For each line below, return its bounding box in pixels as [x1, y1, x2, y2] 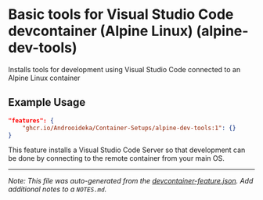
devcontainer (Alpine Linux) [8, 22, 193, 40]
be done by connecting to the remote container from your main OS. [8, 154, 225, 163]
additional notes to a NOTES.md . [8, 184, 107, 194]
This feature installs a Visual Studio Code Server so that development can [8, 145, 246, 155]
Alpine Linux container [8, 73, 81, 82]
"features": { [8, 116, 55, 125]
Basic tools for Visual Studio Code [8, 5, 234, 24]
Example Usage [8, 96, 86, 109]
